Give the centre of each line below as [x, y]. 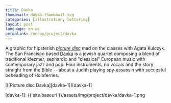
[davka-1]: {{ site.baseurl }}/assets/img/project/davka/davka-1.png [75, 95]
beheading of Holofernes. [32, 75]
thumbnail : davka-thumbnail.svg [40, 15]
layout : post [19, 24]
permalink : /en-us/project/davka [41, 34]
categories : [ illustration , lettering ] [48, 19]
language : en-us [22, 29]
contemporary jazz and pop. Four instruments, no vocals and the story [79, 65]
